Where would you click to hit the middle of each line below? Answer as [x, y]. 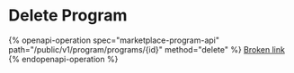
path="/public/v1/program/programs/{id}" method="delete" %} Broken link [147, 49]
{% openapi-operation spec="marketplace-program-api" [114, 40]
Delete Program [68, 16]
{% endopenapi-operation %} [63, 59]
